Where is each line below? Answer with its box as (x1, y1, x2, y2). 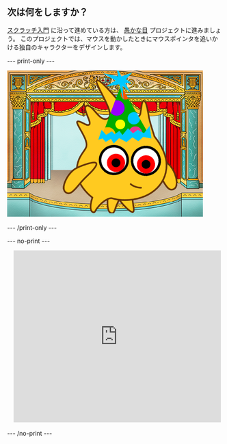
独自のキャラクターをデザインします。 (18, 43, 126, 51)
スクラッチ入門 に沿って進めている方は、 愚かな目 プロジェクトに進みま (7, 26, 210, 34)
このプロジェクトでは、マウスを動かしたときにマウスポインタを (20, 34, 200, 42)
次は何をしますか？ (7, 6, 88, 18)
